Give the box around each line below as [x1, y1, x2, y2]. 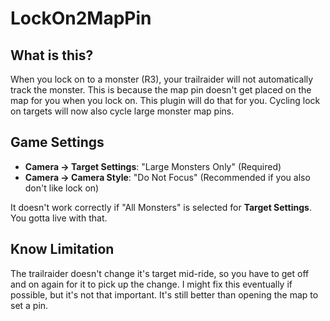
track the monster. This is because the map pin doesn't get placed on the [10, 84, 312, 96]
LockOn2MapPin [10, 7, 152, 30]
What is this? [10, 47, 94, 64]
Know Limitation [10, 241, 115, 258]
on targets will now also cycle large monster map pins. [10, 105, 235, 117]
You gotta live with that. [10, 212, 108, 224]
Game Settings [10, 134, 105, 151]
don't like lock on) [24, 182, 100, 194]
